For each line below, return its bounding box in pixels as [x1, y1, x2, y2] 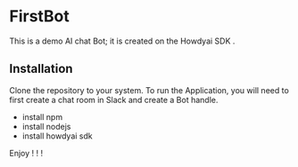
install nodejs [21, 121, 71, 131]
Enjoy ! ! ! [9, 147, 43, 158]
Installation [9, 61, 73, 76]
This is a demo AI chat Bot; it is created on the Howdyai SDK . [9, 36, 236, 46]
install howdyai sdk [21, 131, 93, 141]
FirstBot [9, 6, 70, 27]
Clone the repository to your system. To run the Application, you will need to [9, 84, 290, 95]
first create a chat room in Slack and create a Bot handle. [9, 94, 219, 105]
